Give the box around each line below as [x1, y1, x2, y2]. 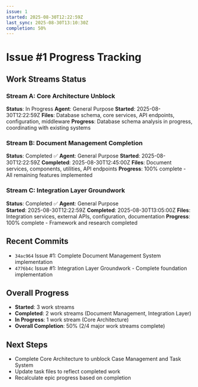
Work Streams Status [6, 74, 87, 84]
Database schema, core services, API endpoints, [56, 112, 175, 119]
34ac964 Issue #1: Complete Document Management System [14, 252, 161, 259]
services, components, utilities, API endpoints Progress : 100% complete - [6, 165, 186, 172]
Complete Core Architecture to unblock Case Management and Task [14, 356, 181, 363]
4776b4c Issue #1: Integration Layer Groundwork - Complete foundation [14, 265, 187, 272]
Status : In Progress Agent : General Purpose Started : [6, 105, 136, 112]
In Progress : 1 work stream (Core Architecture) [14, 316, 129, 323]
